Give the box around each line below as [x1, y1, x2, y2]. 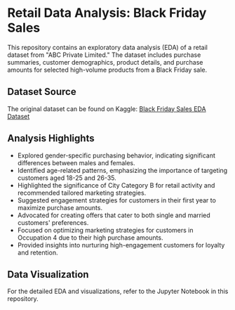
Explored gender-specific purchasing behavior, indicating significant [17, 151, 215, 160]
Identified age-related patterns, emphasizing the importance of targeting [17, 166, 228, 174]
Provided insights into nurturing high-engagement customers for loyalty [17, 240, 225, 249]
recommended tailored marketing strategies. [17, 188, 147, 197]
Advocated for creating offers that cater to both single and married [17, 211, 210, 219]
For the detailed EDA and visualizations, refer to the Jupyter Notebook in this [7, 287, 229, 296]
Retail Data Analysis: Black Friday [7, 5, 207, 21]
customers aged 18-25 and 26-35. [17, 174, 117, 182]
